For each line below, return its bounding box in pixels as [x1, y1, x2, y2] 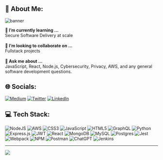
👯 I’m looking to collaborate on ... [5, 42, 73, 49]
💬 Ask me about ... [5, 58, 43, 64]
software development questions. [5, 69, 72, 74]
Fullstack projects [5, 48, 40, 53]
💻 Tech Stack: [5, 110, 50, 119]
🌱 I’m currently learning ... [5, 27, 59, 33]
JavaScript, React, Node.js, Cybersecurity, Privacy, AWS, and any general [5, 63, 153, 69]
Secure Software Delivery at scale [5, 32, 73, 38]
